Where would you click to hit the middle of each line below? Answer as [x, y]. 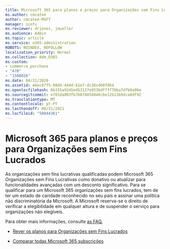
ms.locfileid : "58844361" [32, 114]
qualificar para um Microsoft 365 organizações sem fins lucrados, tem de [82, 190]
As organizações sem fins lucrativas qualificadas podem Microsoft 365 [79, 174]
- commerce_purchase [27, 66]
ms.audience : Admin [26, 33]
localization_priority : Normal [38, 52]
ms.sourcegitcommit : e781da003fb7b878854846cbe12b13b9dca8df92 [73, 95]
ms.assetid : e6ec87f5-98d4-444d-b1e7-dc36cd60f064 [60, 85]
